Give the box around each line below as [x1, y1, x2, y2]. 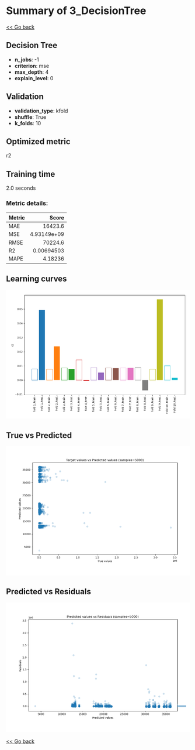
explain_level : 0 [14, 74, 54, 81]
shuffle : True [14, 113, 47, 121]
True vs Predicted [6, 430, 72, 440]
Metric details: [6, 199, 48, 207]
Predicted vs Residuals [6, 587, 92, 597]
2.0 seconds [6, 184, 36, 191]
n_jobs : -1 [14, 56, 39, 63]
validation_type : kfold [14, 107, 68, 114]
